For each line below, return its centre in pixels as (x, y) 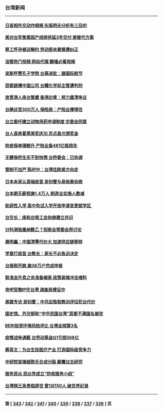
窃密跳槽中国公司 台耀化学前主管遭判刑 (44, 85)
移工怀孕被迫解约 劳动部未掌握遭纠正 (42, 49)
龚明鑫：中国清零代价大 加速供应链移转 (44, 242)
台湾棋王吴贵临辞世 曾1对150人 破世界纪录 (47, 386)
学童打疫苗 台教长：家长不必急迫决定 (42, 254)
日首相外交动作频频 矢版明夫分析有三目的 (46, 25)
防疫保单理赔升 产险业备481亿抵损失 (41, 145)
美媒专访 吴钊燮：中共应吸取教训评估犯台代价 (50, 301)
